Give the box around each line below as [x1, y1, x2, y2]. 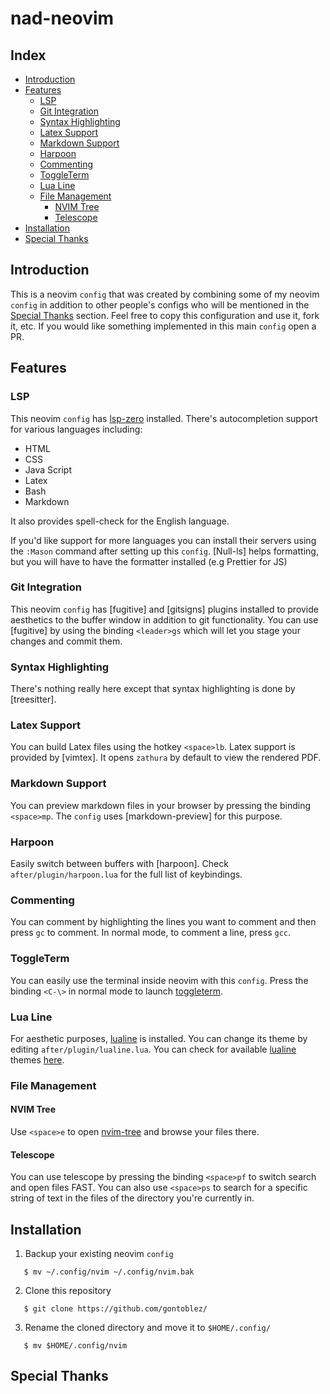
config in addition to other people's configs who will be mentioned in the [10, 298, 310, 311]
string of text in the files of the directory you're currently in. [10, 1192, 255, 1204]
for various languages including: [10, 423, 143, 435]
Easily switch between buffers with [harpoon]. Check [10, 857, 229, 869]
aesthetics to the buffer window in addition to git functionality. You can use [10, 613, 319, 626]
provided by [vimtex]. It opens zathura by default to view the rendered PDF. [10, 752, 322, 764]
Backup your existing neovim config [24, 1248, 174, 1260]
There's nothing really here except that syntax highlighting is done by [10, 683, 296, 695]
